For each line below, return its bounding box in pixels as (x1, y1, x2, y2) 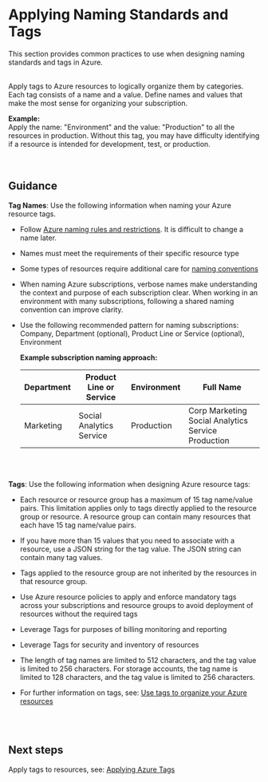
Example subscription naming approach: (19, 353, 158, 362)
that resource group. (19, 576, 88, 586)
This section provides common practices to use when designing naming (8, 49, 245, 58)
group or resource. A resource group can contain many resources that (19, 511, 251, 521)
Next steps (8, 744, 64, 757)
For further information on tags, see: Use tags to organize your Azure (19, 688, 247, 697)
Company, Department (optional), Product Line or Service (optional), (19, 329, 245, 338)
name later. (19, 233, 57, 243)
